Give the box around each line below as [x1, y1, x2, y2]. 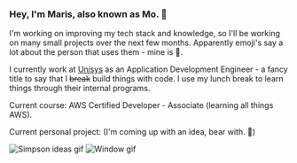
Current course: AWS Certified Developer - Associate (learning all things [9, 100, 274, 111]
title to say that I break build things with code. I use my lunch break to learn [9, 74, 284, 84]
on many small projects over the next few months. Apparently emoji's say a [9, 37, 284, 48]
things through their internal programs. [9, 83, 151, 94]
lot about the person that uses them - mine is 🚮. [9, 47, 184, 58]
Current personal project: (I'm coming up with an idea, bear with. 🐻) [9, 127, 255, 137]
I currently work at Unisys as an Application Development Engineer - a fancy [9, 64, 288, 74]
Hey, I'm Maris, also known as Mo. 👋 [9, 8, 168, 20]
